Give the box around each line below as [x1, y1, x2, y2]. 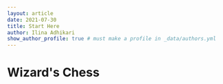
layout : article [7, 10, 54, 17]
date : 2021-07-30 [7, 16, 57, 23]
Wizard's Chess [7, 65, 100, 81]
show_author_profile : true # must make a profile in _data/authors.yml [7, 36, 216, 42]
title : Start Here [7, 23, 60, 29]
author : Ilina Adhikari [7, 29, 75, 36]
